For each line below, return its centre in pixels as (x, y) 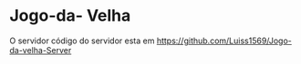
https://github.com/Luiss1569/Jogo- (224, 41)
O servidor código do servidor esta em (82, 41)
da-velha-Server (41, 50)
